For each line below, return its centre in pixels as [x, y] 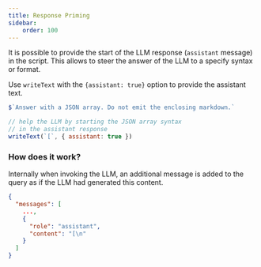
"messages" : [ [38, 205]
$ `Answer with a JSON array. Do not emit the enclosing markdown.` [122, 107]
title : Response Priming [49, 15]
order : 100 [40, 30]
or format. [25, 70]
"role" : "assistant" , [65, 226]
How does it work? [45, 156]
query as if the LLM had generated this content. [86, 182]
